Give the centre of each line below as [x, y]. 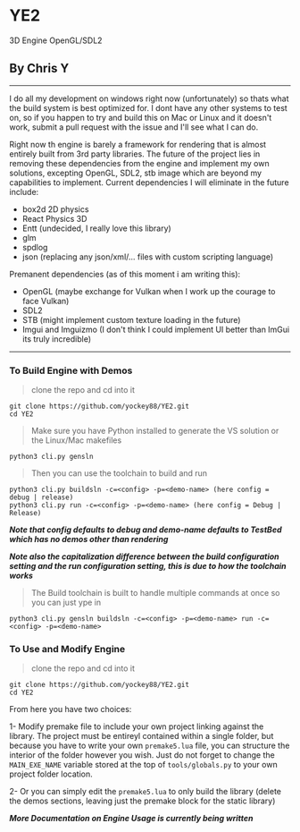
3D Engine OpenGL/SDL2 [56, 40]
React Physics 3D [54, 218]
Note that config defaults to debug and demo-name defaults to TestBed [146, 530]
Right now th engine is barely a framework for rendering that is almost [137, 144]
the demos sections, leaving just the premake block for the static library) [142, 801]
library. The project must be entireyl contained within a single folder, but [142, 736]
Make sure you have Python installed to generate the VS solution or [155, 431]
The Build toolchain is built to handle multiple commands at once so [155, 593]
